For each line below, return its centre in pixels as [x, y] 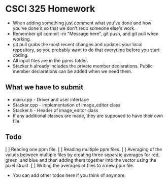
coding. [21, 55]
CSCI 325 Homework [50, 9]
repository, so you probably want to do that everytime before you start [86, 50]
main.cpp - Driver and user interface [51, 99]
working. [22, 39]
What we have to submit [44, 87]
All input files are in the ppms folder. [50, 60]
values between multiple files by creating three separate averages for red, [82, 155]
